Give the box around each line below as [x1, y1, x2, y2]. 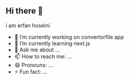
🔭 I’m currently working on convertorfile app [14, 33, 124, 41]
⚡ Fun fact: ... [14, 68, 48, 75]
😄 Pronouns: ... [14, 61, 54, 69]
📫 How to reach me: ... [14, 53, 72, 60]
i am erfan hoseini [5, 21, 51, 29]
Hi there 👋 [5, 6, 43, 16]
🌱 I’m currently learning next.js [14, 39, 91, 47]
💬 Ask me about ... [14, 46, 60, 53]
